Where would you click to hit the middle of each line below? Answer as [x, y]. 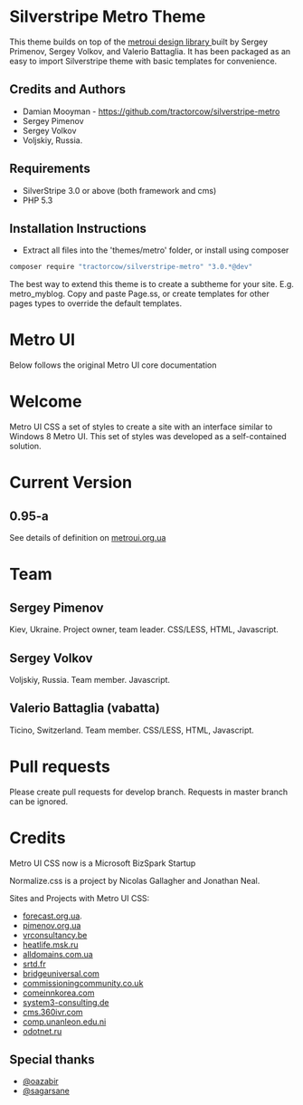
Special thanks [52, 1060]
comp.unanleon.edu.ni [64, 1022]
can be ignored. [39, 801]
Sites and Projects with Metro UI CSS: [80, 898]
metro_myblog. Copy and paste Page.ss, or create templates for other [139, 294]
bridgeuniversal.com [61, 973]
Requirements [50, 169]
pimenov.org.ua [52, 925]
